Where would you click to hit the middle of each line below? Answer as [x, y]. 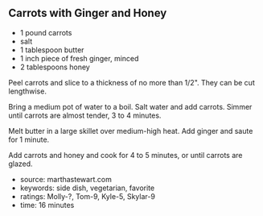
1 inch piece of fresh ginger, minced [79, 58]
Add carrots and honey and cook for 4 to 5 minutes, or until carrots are [125, 155]
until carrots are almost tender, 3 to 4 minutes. [85, 115]
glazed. [21, 164]
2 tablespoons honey [55, 67]
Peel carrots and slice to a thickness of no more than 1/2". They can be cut [131, 82]
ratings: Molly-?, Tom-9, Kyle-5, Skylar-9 [87, 196]
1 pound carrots [46, 32]
